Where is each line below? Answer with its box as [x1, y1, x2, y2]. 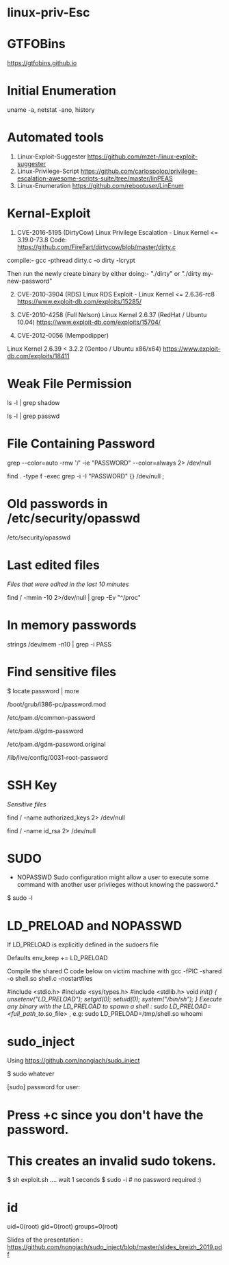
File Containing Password [7, 436, 155, 452]
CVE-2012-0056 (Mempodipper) [16, 331, 109, 339]
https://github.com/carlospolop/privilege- [81, 167, 198, 175]
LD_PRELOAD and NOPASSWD [7, 918, 183, 933]
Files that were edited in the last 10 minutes [7, 580, 129, 588]
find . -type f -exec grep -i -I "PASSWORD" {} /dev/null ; [7, 472, 165, 480]
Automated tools [7, 130, 104, 146]
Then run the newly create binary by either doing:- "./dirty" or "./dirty [7, 269, 202, 277]
